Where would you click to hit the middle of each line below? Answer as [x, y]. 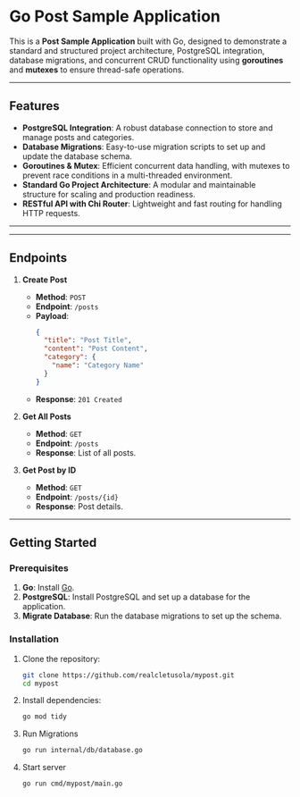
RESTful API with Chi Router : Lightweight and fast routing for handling [152, 204]
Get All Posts [46, 416]
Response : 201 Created [79, 398]
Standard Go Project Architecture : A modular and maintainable [139, 184]
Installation [34, 639]
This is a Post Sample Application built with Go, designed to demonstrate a [148, 41]
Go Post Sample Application [115, 17]
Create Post [45, 280]
